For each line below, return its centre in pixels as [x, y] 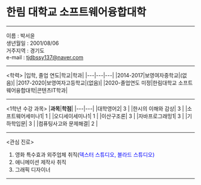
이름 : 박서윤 [21, 35]
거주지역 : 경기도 [25, 50]
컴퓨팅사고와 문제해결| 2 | [68, 123]
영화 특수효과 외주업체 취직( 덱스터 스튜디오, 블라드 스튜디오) [85, 154]
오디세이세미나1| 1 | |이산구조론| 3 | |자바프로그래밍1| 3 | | [120, 116]
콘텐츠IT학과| [52, 90]
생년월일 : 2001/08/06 [33, 43]
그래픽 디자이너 [33, 169]
